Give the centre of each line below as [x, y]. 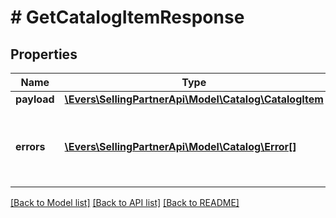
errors [30, 146]
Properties [44, 54]
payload [35, 99]
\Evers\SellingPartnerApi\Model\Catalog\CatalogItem [194, 99]
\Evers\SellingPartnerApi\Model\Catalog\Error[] [180, 146]
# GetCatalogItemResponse [127, 17]
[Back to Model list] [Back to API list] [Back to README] [125, 202]
